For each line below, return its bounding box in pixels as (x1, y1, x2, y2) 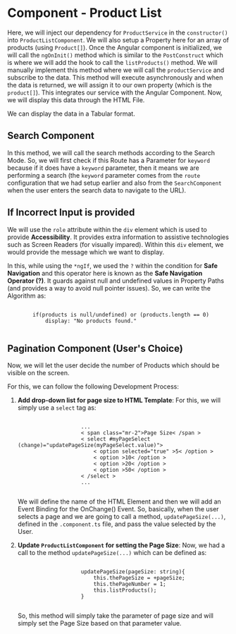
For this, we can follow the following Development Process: (7, 382, 180, 391)
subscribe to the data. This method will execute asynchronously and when (7, 73, 223, 82)
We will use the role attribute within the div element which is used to (7, 225, 208, 233)
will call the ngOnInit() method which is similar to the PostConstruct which (7, 51, 224, 59)
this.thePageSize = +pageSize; (93, 575, 185, 582)
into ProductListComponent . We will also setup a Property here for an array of (7, 35, 229, 44)
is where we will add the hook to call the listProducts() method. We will (7, 58, 218, 66)
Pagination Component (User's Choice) (7, 342, 183, 354)
